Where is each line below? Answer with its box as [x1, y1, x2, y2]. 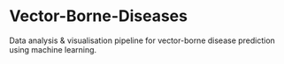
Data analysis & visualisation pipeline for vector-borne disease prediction [9, 35, 276, 46]
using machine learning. [9, 44, 97, 54]
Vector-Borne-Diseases [9, 6, 188, 26]
